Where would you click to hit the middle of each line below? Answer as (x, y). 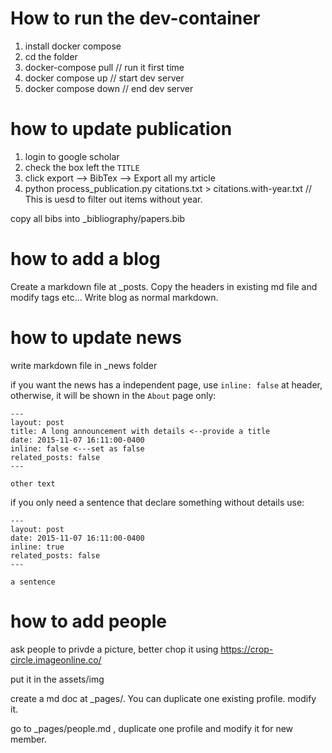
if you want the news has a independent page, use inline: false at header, (166, 384)
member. (28, 739)
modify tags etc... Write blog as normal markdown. (114, 297)
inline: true (37, 547)
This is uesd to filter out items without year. (113, 199)
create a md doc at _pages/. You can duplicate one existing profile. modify (163, 698)
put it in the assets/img (57, 679)
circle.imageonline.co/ (56, 659)
